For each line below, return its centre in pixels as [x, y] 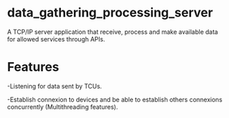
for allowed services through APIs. [56, 39]
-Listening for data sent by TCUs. [55, 86]
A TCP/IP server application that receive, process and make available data [113, 32]
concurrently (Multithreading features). [63, 107]
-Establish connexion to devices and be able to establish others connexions [115, 99]
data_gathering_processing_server [110, 13]
